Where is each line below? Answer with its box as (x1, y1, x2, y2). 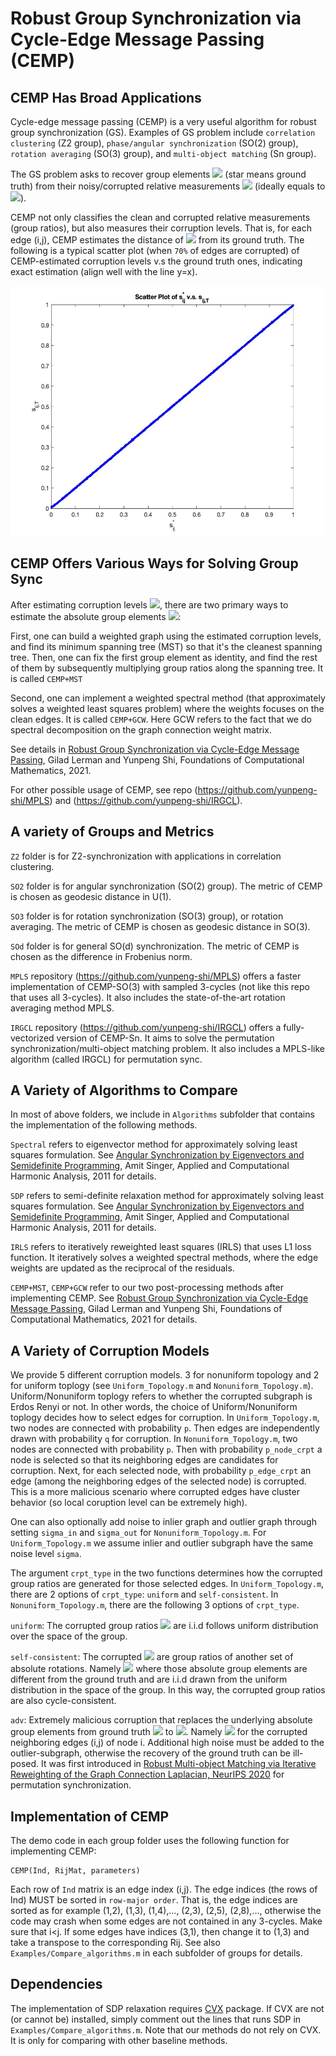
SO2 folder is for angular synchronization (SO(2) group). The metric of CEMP (10, 880, 323, 892)
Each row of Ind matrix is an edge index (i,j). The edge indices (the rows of (10, 1883, 318, 1896)
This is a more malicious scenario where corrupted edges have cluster (10, 1486, 300, 1498)
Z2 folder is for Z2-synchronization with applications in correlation (10, 850, 282, 862)
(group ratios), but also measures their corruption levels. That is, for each (10, 222, 312, 234)
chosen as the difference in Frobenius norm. (10, 950, 193, 962)
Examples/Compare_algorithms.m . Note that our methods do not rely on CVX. (10, 2023, 322, 2036)
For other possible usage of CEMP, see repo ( (10, 783, 198, 796)
